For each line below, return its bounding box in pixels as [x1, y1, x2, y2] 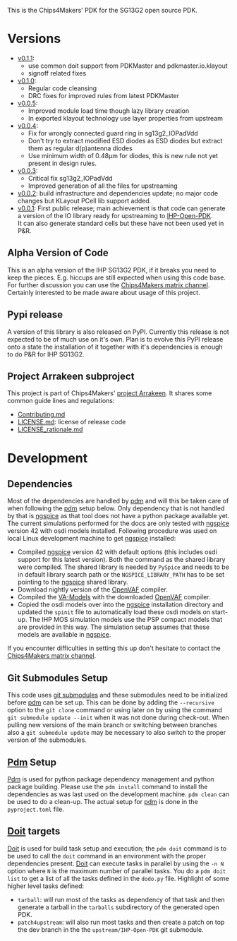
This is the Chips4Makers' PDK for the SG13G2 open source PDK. [7, 6, 197, 14]
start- [211, 608, 228, 616]
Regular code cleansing [28, 84, 97, 92]
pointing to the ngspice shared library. [17, 578, 128, 587]
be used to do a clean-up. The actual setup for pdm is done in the [7, 798, 199, 805]
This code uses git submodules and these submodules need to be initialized [7, 691, 228, 700]
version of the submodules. [7, 736, 87, 744]
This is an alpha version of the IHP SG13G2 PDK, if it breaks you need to [7, 265, 217, 274]
